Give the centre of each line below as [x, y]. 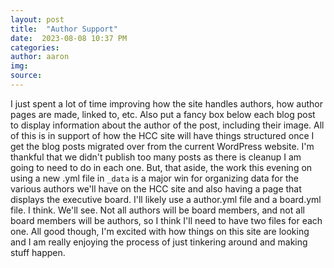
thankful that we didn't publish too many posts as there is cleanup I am [156, 157]
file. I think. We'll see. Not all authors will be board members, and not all [157, 210]
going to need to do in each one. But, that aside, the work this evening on [161, 167]
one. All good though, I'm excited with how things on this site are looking [160, 231]
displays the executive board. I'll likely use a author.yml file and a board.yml [166, 199]
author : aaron [40, 57]
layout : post [37, 19]
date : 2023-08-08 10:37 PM [69, 38]
